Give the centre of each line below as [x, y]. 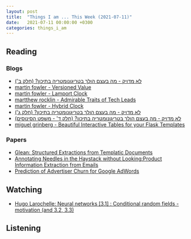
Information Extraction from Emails [56, 165]
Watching [24, 190]
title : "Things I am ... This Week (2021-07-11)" [69, 17]
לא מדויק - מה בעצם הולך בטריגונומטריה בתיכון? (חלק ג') [78, 112]
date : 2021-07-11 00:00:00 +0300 [50, 22]
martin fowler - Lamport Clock [51, 93]
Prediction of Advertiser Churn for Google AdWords [77, 171]
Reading [21, 51]
